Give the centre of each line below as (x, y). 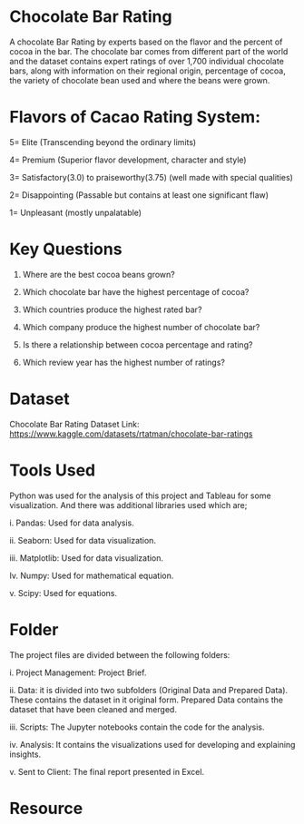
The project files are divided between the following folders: (120, 654)
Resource (46, 808)
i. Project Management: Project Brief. (78, 672)
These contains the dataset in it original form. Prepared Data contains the (147, 700)
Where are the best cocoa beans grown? (98, 274)
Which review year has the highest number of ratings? (123, 362)
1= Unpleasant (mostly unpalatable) (76, 212)
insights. (25, 754)
